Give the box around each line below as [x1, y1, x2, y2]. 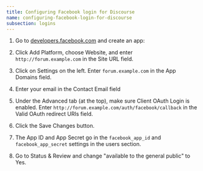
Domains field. [15, 74, 52, 81]
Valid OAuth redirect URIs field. [15, 111, 93, 118]
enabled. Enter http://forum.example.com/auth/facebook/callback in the [15, 104, 198, 111]
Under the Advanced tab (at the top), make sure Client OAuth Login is [15, 97, 190, 104]
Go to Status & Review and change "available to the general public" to [15, 152, 191, 159]
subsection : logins [6, 20, 56, 26]
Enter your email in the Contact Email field [15, 85, 121, 93]
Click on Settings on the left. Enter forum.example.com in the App [15, 67, 176, 75]
